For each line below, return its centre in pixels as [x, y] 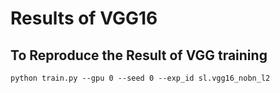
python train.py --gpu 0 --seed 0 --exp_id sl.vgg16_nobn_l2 [140, 78]
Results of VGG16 [84, 18]
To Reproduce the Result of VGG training [139, 55]
